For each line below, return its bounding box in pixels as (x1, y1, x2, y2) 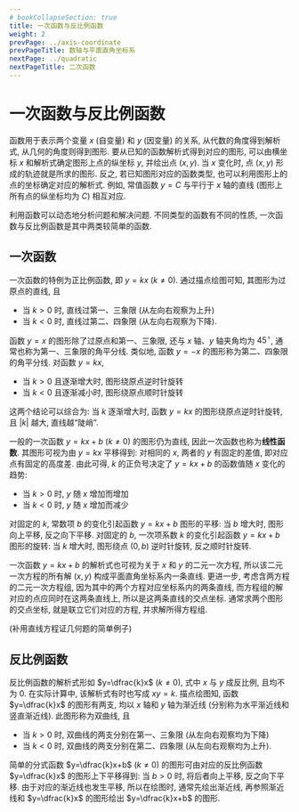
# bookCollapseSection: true (9, 12, 117, 22)
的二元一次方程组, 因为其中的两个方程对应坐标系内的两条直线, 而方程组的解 (9, 582, 283, 593)
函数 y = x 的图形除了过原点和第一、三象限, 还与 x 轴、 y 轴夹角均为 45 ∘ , (9, 333, 273, 345)
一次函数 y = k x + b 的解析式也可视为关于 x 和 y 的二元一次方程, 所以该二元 (9, 560, 283, 571)
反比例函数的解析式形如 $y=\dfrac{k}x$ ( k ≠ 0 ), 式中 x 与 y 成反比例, (9, 678, 260, 688)
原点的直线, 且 (9, 286, 61, 296)
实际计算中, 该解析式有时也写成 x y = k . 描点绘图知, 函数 (36, 688, 239, 699)
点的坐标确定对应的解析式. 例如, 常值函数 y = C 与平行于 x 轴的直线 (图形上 (9, 179, 283, 190)
